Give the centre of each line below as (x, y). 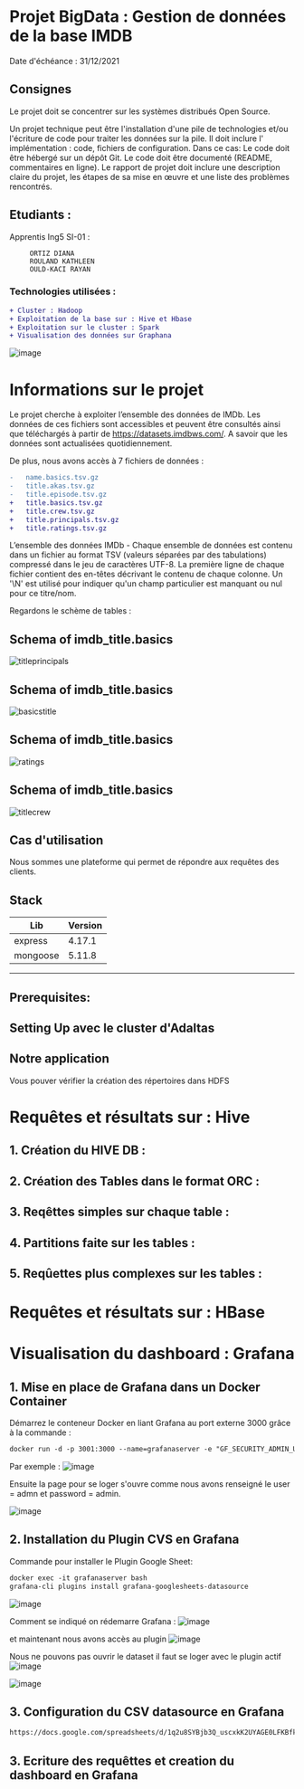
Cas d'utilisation (57, 840)
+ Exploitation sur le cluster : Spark (85, 328)
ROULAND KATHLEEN (62, 261)
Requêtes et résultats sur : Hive (130, 1117)
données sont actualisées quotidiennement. (91, 443)
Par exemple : (35, 1467)
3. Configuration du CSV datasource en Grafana (147, 1712)
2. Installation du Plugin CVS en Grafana (124, 1540)
